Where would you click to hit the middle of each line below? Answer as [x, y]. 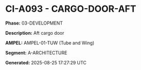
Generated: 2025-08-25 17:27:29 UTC [46, 62]
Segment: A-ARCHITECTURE [36, 53]
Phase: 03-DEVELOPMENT [34, 23]
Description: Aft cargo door [35, 33]
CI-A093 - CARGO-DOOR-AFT [71, 9]
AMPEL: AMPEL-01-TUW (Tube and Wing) [50, 43]
